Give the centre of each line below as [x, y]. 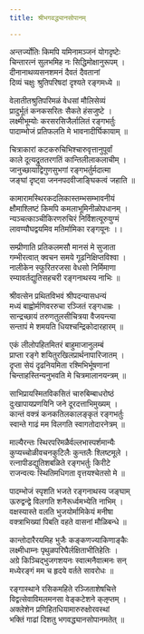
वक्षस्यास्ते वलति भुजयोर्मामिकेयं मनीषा [61, 511]
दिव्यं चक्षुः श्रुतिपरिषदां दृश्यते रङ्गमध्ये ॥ [65, 82]
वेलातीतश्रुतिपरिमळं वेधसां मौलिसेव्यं [58, 100]
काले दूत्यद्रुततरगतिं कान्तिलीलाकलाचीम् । [68, 159]
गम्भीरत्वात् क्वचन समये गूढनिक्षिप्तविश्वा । [68, 257]
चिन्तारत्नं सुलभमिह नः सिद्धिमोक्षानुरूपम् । [67, 62]
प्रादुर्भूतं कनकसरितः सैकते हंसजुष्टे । [61, 111]
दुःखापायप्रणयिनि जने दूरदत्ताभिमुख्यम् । [64, 403]
